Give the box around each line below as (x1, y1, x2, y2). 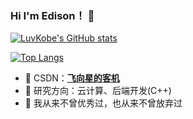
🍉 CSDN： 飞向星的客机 (24, 72, 120, 84)
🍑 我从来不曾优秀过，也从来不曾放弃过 (24, 97, 183, 109)
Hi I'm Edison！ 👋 (10, 8, 95, 22)
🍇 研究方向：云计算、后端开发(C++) (24, 85, 172, 97)
